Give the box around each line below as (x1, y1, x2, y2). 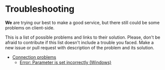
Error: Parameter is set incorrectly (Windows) (19, 59, 112, 65)
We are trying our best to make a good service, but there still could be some (5, 20, 160, 25)
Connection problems (12, 54, 57, 60)
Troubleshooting (5, 3, 75, 15)
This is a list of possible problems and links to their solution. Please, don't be (5, 34, 161, 40)
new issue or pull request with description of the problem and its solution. (5, 45, 154, 50)
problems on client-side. (5, 24, 55, 30)
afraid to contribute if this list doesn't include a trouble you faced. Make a (5, 39, 154, 45)
